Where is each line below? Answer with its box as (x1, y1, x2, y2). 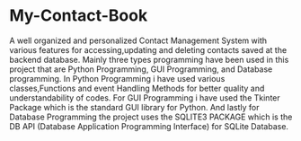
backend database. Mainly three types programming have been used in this (9, 54, 289, 65)
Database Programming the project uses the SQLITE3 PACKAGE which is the (9, 111, 293, 122)
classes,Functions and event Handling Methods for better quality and (9, 83, 265, 93)
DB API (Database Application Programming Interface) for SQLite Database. (9, 120, 289, 131)
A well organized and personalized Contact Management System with (9, 35, 268, 46)
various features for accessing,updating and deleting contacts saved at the (9, 44, 288, 55)
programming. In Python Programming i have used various (9, 73, 226, 84)
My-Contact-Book (9, 5, 148, 26)
